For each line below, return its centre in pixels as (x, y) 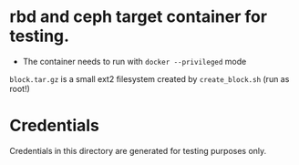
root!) (20, 88)
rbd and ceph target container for (138, 17)
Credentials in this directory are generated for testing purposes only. (138, 150)
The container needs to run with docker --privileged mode (134, 61)
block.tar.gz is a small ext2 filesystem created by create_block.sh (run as (149, 78)
